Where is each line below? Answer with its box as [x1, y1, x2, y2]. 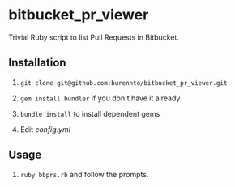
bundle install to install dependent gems [19, 108, 160, 118]
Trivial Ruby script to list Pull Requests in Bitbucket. [8, 32, 180, 42]
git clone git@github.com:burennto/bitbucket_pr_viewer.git [19, 79, 228, 87]
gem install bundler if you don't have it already [19, 93, 181, 103]
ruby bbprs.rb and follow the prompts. [19, 169, 149, 179]
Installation [8, 56, 66, 70]
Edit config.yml [19, 124, 71, 134]
